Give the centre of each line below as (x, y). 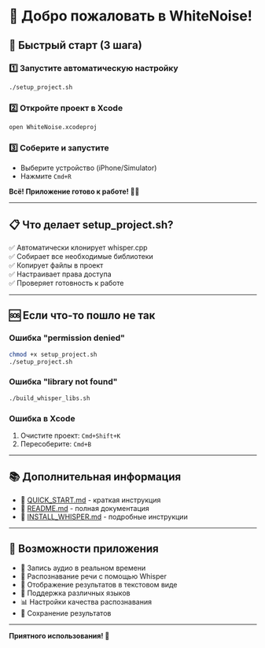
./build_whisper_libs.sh (50, 398)
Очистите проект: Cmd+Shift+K (70, 435)
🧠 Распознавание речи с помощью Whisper (94, 576)
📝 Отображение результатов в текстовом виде (99, 584)
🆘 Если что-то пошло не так (82, 315)
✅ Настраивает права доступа (61, 274)
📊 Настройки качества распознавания (86, 602)
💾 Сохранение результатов (66, 613)
